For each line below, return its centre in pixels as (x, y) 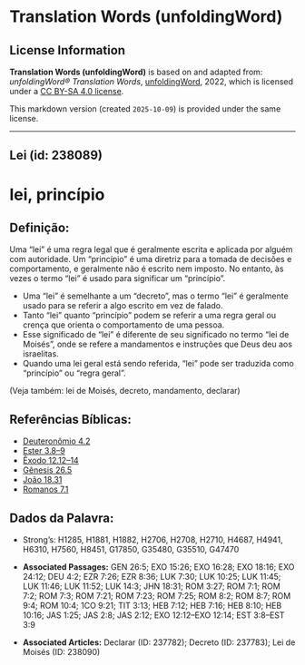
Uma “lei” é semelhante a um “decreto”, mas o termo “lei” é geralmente (155, 296)
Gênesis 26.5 (47, 470)
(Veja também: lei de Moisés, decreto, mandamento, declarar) (125, 391)
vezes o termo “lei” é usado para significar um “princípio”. (118, 279)
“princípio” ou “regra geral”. (74, 373)
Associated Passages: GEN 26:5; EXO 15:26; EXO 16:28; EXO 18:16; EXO (158, 567)
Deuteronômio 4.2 (56, 441)
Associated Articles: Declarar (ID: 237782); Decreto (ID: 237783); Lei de (159, 642)
